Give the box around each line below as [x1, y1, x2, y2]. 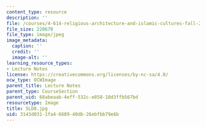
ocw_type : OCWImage [6, 77, 56, 83]
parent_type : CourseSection [6, 89, 78, 95]
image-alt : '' [12, 54, 48, 60]
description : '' [6, 15, 48, 21]
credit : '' [12, 49, 40, 55]
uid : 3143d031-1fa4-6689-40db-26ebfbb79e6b [6, 111, 120, 117]
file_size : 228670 [6, 26, 53, 32]
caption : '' [12, 43, 43, 49]
